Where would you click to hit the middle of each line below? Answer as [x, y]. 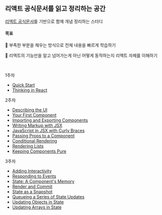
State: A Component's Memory [43, 181]
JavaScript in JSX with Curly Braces [48, 131]
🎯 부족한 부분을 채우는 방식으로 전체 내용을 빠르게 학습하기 [61, 45]
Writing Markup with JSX [37, 125]
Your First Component [34, 115]
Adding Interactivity [32, 171]
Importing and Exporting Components [50, 120]
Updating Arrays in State [37, 207]
